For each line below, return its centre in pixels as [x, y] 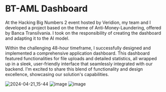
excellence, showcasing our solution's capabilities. [57, 74]
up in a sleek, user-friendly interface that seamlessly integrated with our [79, 64]
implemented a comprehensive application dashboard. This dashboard [78, 53]
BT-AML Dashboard [46, 9]
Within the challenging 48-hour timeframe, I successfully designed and [78, 48]
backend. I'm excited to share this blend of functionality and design [74, 69]
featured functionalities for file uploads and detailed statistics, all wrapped [81, 58]
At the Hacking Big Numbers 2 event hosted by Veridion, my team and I [78, 22]
